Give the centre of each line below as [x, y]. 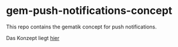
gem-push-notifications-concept [89, 11]
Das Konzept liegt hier [33, 38]
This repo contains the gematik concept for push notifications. [81, 27]
